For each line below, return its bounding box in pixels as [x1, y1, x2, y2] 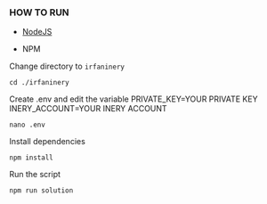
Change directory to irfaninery [9, 61, 125, 72]
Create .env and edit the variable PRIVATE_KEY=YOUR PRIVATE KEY [9, 94, 258, 104]
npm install [9, 153, 53, 162]
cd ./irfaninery [9, 78, 69, 87]
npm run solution [9, 186, 74, 195]
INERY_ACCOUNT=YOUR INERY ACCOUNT [9, 103, 167, 114]
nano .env [9, 120, 46, 130]
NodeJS [21, 27, 53, 37]
